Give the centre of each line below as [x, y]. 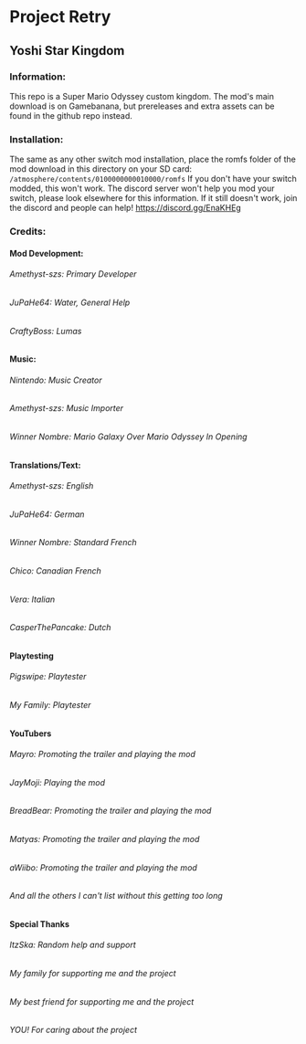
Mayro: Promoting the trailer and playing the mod [103, 754]
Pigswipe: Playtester [48, 677]
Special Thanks [40, 923]
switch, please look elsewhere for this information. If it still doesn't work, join [153, 198]
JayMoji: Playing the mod [58, 782]
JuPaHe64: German [47, 514]
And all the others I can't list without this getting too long [116, 896]
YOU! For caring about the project [73, 1030]
